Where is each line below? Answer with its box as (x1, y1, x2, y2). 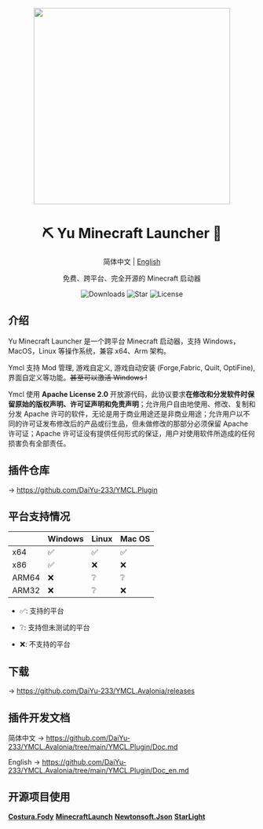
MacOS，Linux (8, 346, 57, 355)
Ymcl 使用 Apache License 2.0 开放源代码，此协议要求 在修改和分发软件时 (8, 389, 248, 398)
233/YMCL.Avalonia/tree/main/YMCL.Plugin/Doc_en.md (8, 766, 190, 775)
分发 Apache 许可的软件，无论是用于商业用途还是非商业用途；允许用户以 (8, 409, 243, 418)
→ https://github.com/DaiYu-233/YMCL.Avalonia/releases (8, 686, 195, 695)
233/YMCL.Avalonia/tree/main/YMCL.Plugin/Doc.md (8, 743, 178, 751)
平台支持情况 (8, 509, 71, 523)
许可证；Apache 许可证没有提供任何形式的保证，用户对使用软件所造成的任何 (8, 428, 255, 438)
